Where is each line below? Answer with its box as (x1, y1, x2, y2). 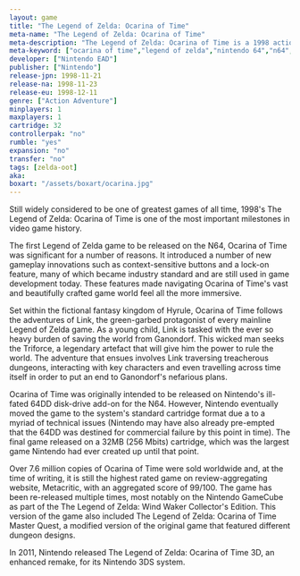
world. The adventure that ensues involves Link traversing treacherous (9, 352, 270, 363)
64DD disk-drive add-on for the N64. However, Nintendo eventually (29, 399, 279, 410)
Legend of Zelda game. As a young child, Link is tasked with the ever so (9, 324, 274, 335)
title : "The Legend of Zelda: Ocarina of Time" (9, 21, 190, 30)
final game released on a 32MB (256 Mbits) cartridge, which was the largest (9, 436, 290, 447)
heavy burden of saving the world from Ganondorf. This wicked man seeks (9, 334, 285, 344)
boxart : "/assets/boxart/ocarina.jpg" (9, 180, 154, 189)
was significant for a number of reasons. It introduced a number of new (9, 250, 272, 260)
